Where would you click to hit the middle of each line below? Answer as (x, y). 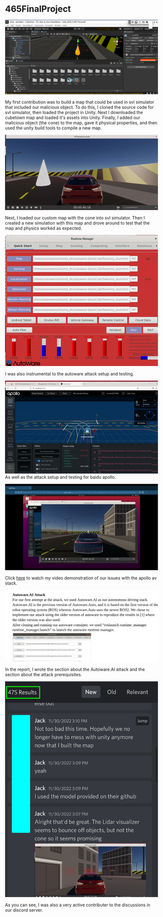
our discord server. (24, 910)
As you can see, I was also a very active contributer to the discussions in (78, 905)
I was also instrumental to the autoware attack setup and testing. (70, 374)
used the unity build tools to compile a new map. (53, 128)
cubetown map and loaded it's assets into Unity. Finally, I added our (73, 117)
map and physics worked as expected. (44, 228)
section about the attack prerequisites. (44, 675)
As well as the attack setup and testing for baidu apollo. (61, 477)
